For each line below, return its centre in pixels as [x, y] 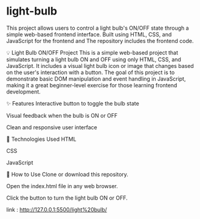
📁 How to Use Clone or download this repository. [67, 174]
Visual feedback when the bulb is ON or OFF [62, 115]
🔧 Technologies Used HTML [41, 139]
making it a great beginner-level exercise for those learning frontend [92, 85]
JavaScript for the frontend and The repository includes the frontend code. [100, 41]
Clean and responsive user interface [52, 127]
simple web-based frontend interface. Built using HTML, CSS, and [89, 34]
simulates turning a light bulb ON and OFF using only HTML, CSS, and [94, 59]
